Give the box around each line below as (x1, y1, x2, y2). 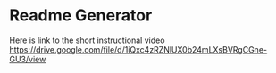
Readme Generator (9, 5, 153, 26)
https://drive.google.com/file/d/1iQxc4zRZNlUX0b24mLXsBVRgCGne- (9, 44, 268, 54)
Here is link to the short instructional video (9, 35, 165, 45)
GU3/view (9, 53, 46, 64)
